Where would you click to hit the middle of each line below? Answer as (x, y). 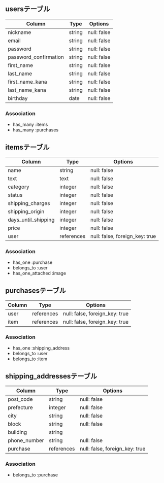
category (19, 187)
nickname (20, 32)
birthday (18, 98)
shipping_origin (26, 211)
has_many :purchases (36, 130)
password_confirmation (36, 57)
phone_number (26, 440)
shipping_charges (29, 203)
